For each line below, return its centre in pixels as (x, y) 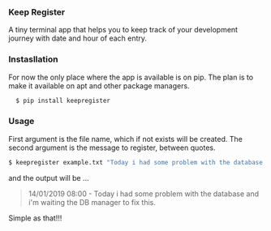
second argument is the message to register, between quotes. (112, 148)
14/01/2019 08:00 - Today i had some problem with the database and (144, 194)
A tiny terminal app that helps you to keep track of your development (123, 30)
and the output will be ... (49, 178)
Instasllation (33, 59)
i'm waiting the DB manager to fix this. (92, 202)
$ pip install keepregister (63, 101)
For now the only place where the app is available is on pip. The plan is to (131, 77)
